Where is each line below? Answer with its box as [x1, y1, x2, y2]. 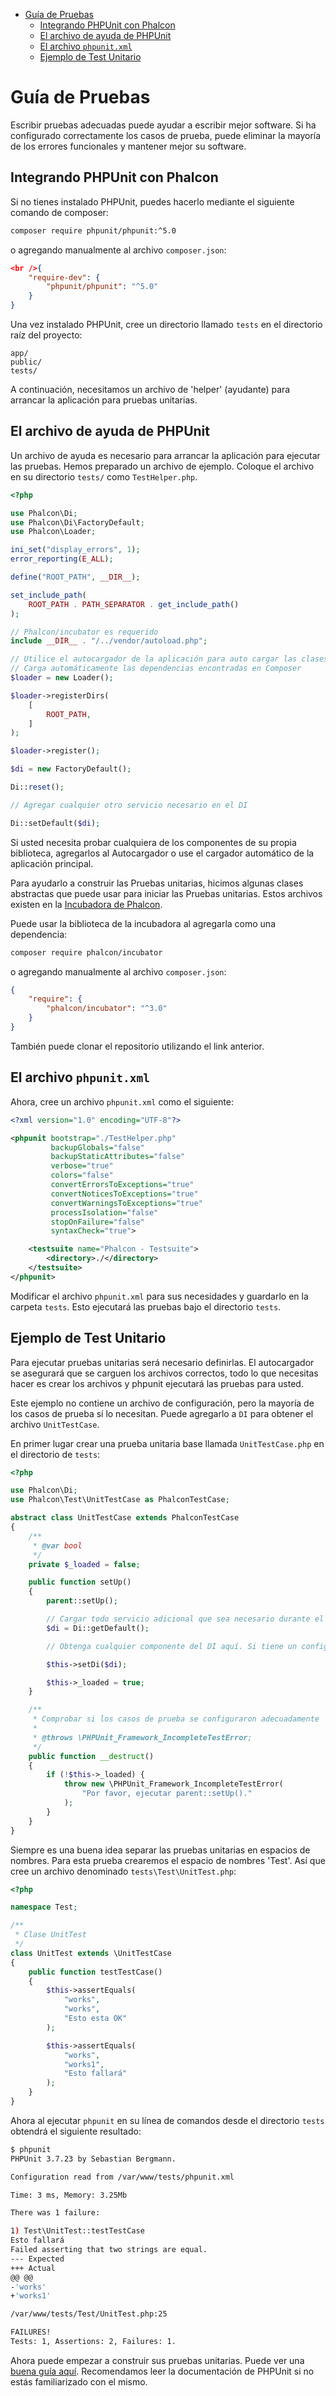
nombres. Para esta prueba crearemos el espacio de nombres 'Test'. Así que [10, 1854, 326, 1866]
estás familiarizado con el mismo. [10, 2375, 148, 2388]
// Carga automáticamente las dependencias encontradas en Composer [10, 664, 302, 674]
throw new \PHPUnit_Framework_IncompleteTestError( [63, 1779, 284, 1789]
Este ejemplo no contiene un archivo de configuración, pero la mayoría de [10, 1397, 315, 1409]
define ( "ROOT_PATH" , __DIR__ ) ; [10, 572, 141, 583]
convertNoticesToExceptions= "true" [50, 1189, 199, 1199]
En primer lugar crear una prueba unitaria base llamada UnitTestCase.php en [10, 1437, 325, 1449]
